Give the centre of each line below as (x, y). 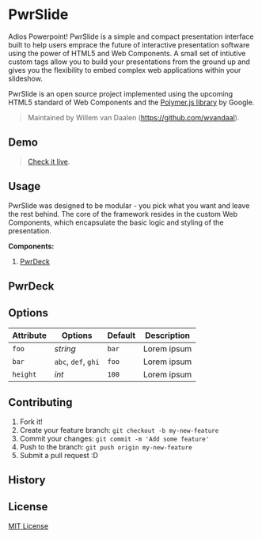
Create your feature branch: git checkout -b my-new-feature (119, 430)
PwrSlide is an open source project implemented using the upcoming (121, 93)
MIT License (28, 526)
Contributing (40, 402)
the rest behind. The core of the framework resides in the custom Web (123, 214)
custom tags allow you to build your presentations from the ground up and (129, 62)
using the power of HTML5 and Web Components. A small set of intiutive (127, 53)
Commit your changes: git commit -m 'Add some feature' (114, 438)
